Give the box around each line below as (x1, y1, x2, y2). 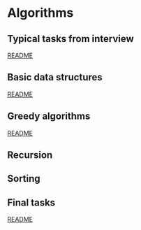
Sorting (7, 173, 40, 185)
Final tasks (7, 196, 56, 208)
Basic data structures (7, 71, 103, 83)
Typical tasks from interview (7, 33, 134, 45)
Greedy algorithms (7, 110, 91, 122)
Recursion (7, 149, 53, 161)
